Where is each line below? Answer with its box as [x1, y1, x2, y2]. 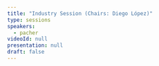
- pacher [13, 29, 39, 36]
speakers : [7, 23, 36, 30]
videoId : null [7, 36, 48, 43]
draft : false [7, 49, 45, 56]
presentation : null [7, 42, 64, 49]
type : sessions [7, 16, 51, 23]
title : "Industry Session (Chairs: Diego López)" [7, 10, 153, 17]
